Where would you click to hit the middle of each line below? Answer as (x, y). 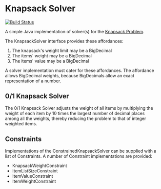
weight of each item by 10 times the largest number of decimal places (75, 113)
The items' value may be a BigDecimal (50, 61)
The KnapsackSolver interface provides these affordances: (64, 41)
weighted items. (21, 123)
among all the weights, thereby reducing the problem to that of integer (76, 118)
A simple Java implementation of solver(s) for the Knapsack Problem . (75, 31)
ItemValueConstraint (32, 176)
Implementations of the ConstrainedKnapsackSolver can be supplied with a (81, 151)
